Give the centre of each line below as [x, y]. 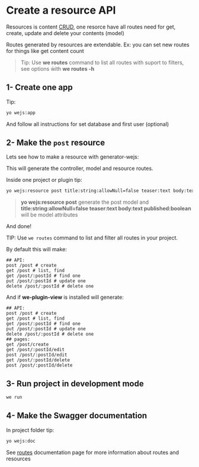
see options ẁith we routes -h [57, 68]
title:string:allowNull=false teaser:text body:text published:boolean [106, 209]
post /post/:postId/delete [39, 365]
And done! [19, 226]
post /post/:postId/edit [37, 355]
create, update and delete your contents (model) [65, 33]
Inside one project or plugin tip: [44, 180]
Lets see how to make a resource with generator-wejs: [73, 157]
